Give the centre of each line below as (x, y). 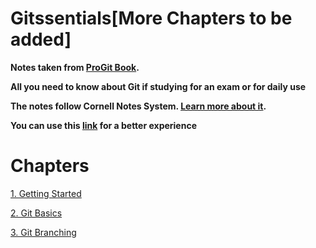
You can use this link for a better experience (103, 125)
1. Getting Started (46, 193)
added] (41, 39)
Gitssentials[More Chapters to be (151, 18)
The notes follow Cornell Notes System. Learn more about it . (138, 106)
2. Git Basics (36, 213)
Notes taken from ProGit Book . (75, 67)
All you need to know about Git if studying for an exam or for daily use (158, 86)
